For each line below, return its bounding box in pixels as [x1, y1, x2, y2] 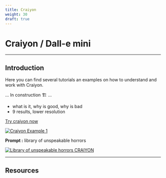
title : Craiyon [5, 7, 37, 12]
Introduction [5, 63, 44, 72]
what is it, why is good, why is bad [12, 104, 83, 110]
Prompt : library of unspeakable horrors [5, 137, 86, 144]
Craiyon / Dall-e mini [5, 38, 91, 49]
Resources [5, 166, 39, 175]
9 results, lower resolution [12, 109, 66, 115]
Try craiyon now [5, 119, 39, 124]
